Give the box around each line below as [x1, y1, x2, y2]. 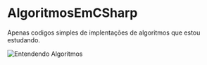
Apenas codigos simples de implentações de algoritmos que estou [7, 28, 201, 37]
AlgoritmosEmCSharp [7, 5, 138, 21]
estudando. [7, 35, 41, 44]
